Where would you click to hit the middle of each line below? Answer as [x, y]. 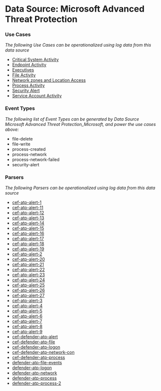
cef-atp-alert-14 [28, 223]
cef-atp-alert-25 [28, 285]
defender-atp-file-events [37, 363]
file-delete [22, 139]
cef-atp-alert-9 [27, 332]
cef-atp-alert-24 [28, 280]
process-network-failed [36, 160]
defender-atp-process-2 [37, 383]
